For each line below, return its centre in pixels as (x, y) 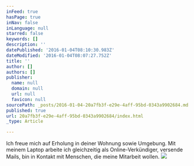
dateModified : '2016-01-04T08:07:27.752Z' (59, 56)
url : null (23, 94)
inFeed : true (22, 12)
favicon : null (29, 99)
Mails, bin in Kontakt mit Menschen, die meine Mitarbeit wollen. (83, 157)
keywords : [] (22, 39)
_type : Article (25, 122)
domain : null (27, 89)
